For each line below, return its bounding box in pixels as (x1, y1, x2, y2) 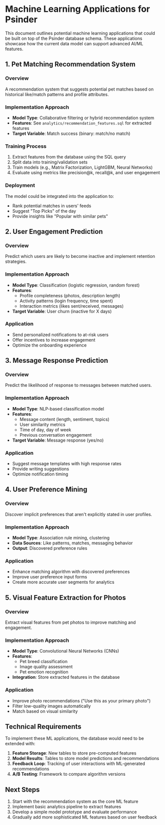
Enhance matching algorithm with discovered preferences (12, 569, 130, 574)
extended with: (5, 741, 35, 747)
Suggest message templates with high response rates (12, 461, 122, 467)
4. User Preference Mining (5, 485, 88, 494)
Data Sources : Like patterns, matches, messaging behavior (12, 540, 133, 546)
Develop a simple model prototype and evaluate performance (12, 809, 137, 815)
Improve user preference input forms (12, 574, 87, 580)
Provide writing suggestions (12, 466, 69, 472)
